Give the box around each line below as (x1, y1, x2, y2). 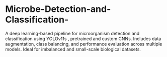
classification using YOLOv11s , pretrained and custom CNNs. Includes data (5, 36, 161, 42)
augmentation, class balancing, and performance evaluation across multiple (5, 41, 162, 47)
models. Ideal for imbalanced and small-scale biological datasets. (5, 46, 141, 52)
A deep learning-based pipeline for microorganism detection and (5, 30, 140, 36)
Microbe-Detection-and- (5, 3, 111, 15)
